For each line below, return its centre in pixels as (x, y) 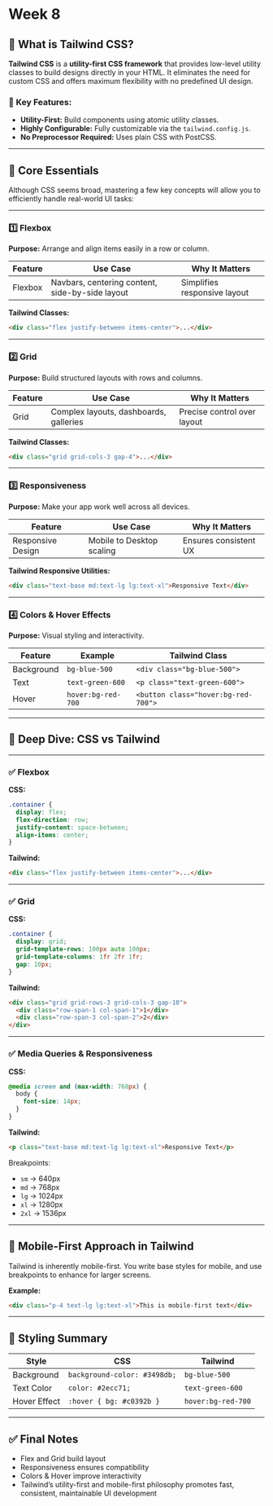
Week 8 (35, 14)
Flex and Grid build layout (63, 1459)
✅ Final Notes (43, 1439)
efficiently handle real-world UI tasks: (71, 199)
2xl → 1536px (43, 1213)
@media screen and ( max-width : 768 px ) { (78, 1087)
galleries (67, 422)
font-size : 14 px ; (52, 1102)
